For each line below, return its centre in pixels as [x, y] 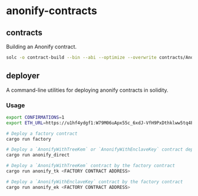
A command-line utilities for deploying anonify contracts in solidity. [88, 90]
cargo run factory [29, 139]
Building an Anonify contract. [42, 46]
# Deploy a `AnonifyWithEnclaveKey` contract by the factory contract [95, 182]
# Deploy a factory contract [42, 134]
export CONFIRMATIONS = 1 [35, 117]
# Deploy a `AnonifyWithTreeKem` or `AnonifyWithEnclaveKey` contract [95, 150]
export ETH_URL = [26, 123]
